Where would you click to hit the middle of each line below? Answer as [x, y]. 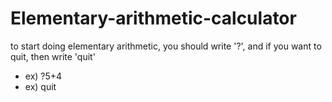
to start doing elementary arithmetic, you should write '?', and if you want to [166, 46]
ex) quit [40, 86]
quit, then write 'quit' [53, 56]
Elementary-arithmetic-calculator [153, 18]
